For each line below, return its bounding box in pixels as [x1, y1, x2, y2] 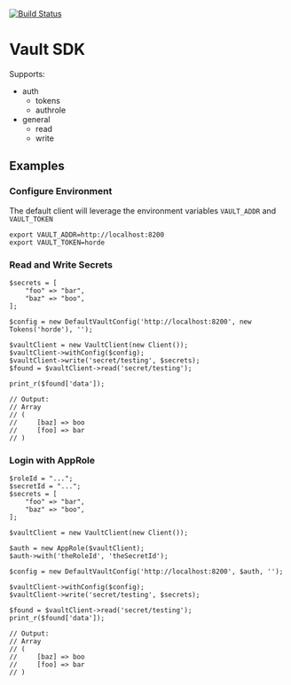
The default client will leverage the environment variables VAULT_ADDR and [9, 205, 277, 216]
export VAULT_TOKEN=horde [9, 237, 105, 247]
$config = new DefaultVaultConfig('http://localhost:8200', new [9, 317, 252, 326]
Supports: [9, 68, 46, 79]
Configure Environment [9, 185, 113, 198]
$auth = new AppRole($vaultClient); [9, 544, 145, 553]
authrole [35, 105, 67, 115]
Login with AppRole [9, 454, 96, 466]
